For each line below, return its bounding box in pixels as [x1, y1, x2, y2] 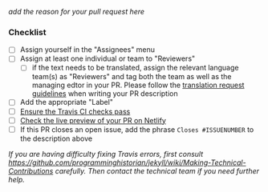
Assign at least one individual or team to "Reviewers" [19, 54, 196, 63]
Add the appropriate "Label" [19, 98, 114, 107]
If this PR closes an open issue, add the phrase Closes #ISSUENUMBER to [19, 124, 254, 134]
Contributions [8, 166, 54, 175]
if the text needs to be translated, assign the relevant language [31, 63, 239, 73]
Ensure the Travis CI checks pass [19, 106, 131, 116]
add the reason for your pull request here [8, 7, 145, 16]
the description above [19, 134, 93, 143]
